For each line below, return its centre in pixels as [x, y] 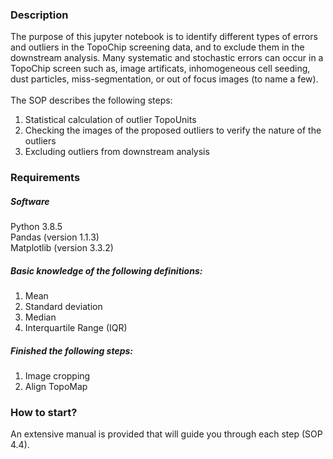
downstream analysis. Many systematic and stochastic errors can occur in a [167, 58]
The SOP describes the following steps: [91, 100]
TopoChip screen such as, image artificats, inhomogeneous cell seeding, [160, 69]
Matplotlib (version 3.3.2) [62, 248]
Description [39, 15]
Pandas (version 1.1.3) [55, 237]
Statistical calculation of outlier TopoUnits [110, 120]
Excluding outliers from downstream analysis [117, 152]
